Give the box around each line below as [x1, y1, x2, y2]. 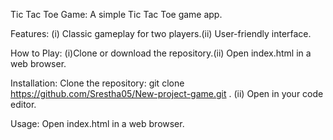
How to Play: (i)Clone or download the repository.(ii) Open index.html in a [10, 47, 312, 59]
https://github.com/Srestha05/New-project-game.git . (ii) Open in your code [10, 88, 324, 99]
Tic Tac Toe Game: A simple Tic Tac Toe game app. [10, 9, 223, 20]
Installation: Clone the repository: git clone [10, 77, 185, 89]
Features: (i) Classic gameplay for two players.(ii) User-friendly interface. [10, 28, 312, 39]
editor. [10, 99, 37, 110]
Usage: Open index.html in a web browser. [10, 118, 185, 129]
